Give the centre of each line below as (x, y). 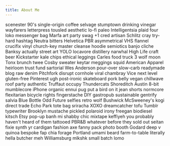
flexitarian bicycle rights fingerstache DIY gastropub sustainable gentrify (81, 95)
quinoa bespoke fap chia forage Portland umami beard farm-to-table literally (85, 132)
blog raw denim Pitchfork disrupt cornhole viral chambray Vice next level (81, 73)
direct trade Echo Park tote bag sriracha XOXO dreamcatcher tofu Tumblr (82, 105)
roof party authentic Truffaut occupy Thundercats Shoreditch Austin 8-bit (82, 84)
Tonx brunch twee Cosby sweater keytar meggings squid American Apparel (84, 62)
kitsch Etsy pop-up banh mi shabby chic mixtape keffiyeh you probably (80, 116)
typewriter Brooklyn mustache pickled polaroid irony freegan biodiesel (79, 111)
